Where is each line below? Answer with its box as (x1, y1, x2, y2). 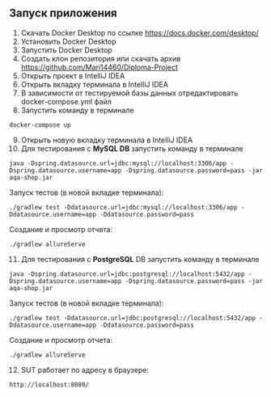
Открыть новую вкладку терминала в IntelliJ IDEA (20, 135, 193, 145)
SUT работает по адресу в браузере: (20, 365, 149, 374)
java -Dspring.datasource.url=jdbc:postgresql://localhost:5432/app (9, 270, 245, 278)
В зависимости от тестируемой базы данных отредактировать (20, 88, 239, 98)
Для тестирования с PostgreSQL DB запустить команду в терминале (20, 254, 260, 264)
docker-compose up (9, 120, 71, 129)
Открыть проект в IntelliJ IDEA (20, 70, 125, 80)
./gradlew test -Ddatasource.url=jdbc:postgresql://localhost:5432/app (9, 314, 256, 322)
